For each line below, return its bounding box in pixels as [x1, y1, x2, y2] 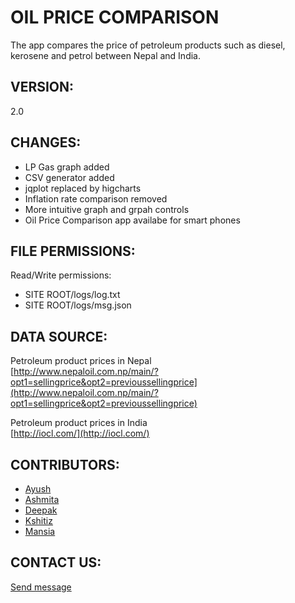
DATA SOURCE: [10, 328, 108, 345]
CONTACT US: [10, 554, 102, 571]
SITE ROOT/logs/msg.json [24, 299, 132, 311]
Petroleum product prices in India [10, 417, 148, 429]
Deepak [24, 504, 58, 516]
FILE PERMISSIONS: [10, 242, 136, 260]
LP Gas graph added [24, 161, 110, 173]
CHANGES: [10, 134, 82, 151]
